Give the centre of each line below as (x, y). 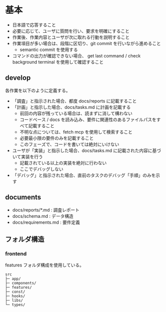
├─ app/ (13, 279)
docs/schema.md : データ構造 (43, 216)
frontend (16, 254)
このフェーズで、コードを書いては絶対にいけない (69, 144)
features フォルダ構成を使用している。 (45, 265)
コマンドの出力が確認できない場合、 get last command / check (76, 55)
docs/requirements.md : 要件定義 (46, 222)
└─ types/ (15, 305)
